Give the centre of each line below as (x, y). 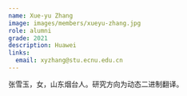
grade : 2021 (28, 38)
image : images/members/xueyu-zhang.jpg (75, 23)
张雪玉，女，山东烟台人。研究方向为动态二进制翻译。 (96, 84)
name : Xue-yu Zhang (41, 16)
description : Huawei (43, 46)
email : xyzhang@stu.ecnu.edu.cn (70, 61)
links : (19, 53)
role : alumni (30, 30)
